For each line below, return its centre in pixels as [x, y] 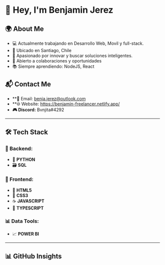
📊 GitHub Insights [34, 256]
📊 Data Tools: [22, 221]
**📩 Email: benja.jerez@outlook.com [49, 98]
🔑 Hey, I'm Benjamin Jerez [59, 10]
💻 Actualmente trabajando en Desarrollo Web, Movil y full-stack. [78, 43]
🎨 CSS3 [20, 195]
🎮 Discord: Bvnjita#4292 [38, 110]
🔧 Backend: [19, 148]
